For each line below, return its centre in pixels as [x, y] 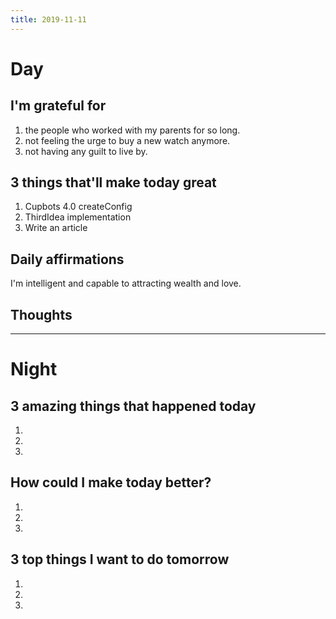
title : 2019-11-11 [48, 19]
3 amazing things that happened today [133, 406]
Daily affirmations [67, 259]
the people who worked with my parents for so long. [132, 130]
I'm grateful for [58, 106]
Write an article [56, 228]
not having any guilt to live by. [86, 151]
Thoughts [41, 314]
